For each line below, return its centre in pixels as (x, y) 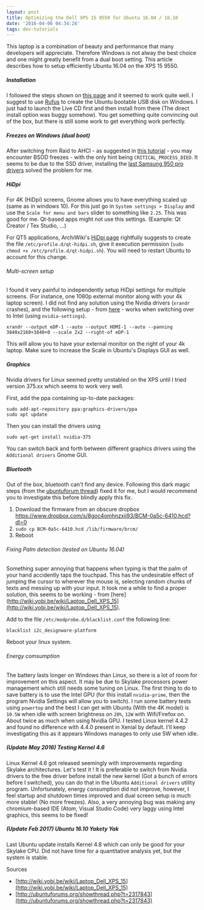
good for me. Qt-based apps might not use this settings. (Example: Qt (93, 219)
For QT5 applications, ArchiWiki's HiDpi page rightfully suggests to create (99, 238)
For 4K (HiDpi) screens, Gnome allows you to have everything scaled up (97, 200)
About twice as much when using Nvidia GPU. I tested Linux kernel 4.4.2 (97, 720)
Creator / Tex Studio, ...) (37, 226)
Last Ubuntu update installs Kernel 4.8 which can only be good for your (96, 844)
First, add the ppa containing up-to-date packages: (71, 398)
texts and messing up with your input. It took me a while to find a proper (97, 588)
